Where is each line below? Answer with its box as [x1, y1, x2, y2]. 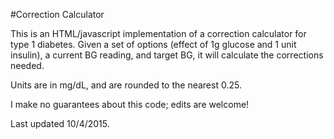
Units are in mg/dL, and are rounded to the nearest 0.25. [10, 79, 242, 91]
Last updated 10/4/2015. [10, 118, 110, 129]
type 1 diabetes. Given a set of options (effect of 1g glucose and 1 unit [10, 39, 297, 50]
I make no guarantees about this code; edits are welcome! [10, 99, 250, 110]
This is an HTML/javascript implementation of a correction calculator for [10, 28, 307, 39]
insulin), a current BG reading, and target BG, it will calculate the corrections [10, 49, 324, 61]
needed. [10, 60, 45, 71]
